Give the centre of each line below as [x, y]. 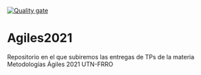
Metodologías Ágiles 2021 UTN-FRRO [60, 64]
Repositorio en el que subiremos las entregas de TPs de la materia [101, 57]
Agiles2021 [40, 38]
